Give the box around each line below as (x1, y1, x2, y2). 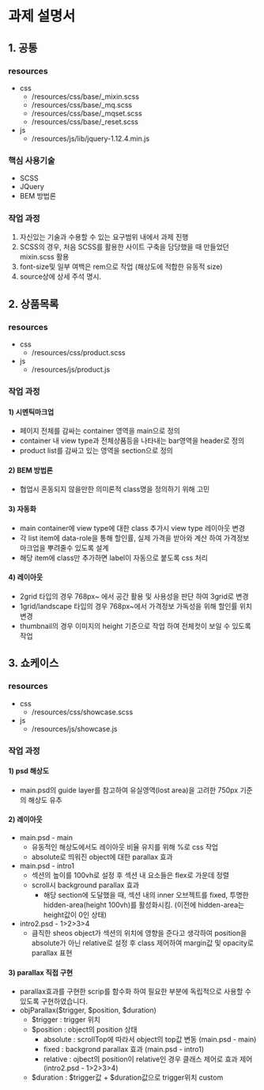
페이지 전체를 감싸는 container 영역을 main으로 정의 (19, 426, 180, 436)
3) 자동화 (8, 504, 37, 514)
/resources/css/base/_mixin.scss (31, 92, 140, 101)
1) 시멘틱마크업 (8, 407, 55, 416)
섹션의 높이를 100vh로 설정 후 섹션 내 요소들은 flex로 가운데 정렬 (31, 870, 229, 880)
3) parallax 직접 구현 (8, 967, 74, 977)
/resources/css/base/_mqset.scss (31, 108, 142, 118)
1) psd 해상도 (8, 766, 50, 776)
